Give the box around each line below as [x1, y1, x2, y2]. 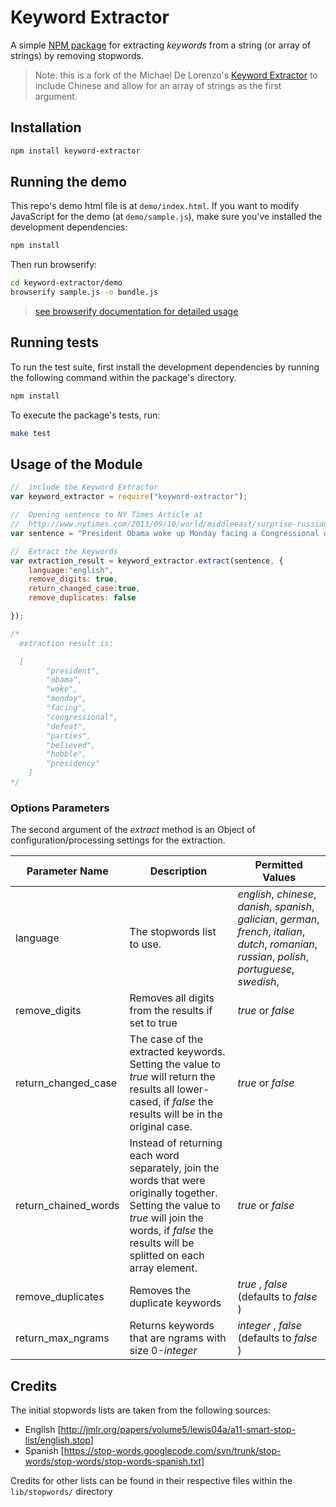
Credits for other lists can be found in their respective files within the [10, 1475, 293, 1487]
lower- [176, 1082, 210, 1096]
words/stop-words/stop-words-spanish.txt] [24, 1456, 205, 1468]
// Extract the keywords [10, 546, 118, 556]
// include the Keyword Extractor [10, 482, 159, 493]
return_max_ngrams [15, 1331, 110, 1345]
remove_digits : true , [28, 574, 118, 585]
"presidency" [46, 759, 101, 769]
